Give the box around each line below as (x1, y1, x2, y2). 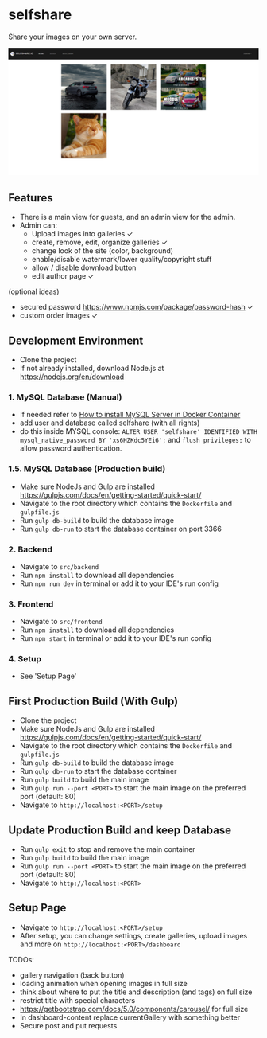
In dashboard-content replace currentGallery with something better (19, 1013, 241, 1022)
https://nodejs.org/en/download (19, 372, 125, 381)
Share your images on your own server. (8, 32, 137, 41)
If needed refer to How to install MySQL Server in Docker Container (19, 410, 241, 419)
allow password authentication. (19, 443, 122, 453)
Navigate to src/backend (19, 561, 99, 571)
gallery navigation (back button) (19, 970, 125, 980)
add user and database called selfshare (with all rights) (19, 418, 200, 427)
